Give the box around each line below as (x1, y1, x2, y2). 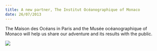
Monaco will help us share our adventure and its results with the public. (5, 31, 152, 37)
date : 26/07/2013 (5, 12, 42, 17)
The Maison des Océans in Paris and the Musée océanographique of (5, 25, 147, 31)
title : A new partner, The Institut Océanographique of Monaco (5, 7, 140, 12)
